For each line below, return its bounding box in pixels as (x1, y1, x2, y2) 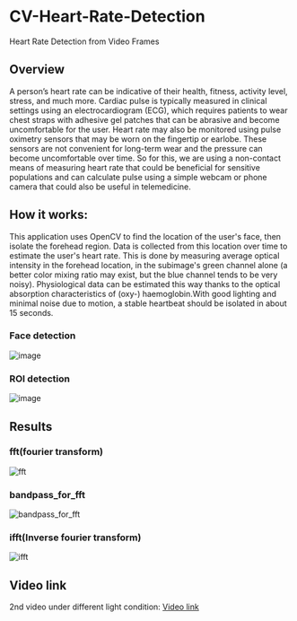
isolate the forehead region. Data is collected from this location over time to (9, 241, 288, 251)
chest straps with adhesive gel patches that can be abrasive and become (9, 114, 280, 125)
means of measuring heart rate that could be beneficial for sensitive (9, 162, 260, 172)
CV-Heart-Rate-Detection (9, 6, 205, 27)
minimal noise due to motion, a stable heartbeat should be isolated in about (9, 298, 287, 309)
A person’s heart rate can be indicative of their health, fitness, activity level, (9, 85, 289, 96)
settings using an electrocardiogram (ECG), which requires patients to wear (9, 105, 288, 116)
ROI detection (9, 372, 70, 385)
